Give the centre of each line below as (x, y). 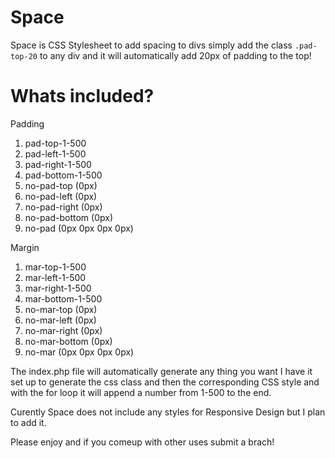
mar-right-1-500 (58, 288)
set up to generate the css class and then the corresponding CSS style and (165, 382)
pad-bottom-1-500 (63, 175)
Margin (25, 247)
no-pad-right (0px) (63, 207)
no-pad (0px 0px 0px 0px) (79, 228)
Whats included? (82, 96)
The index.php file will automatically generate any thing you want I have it (161, 371)
